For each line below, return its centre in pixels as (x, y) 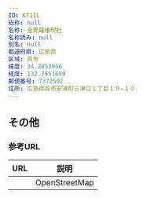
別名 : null (25, 45)
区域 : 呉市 (24, 60)
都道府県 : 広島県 (32, 52)
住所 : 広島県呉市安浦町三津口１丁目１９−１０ (72, 88)
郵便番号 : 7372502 (36, 81)
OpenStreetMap (64, 183)
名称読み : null (31, 37)
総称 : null (25, 23)
